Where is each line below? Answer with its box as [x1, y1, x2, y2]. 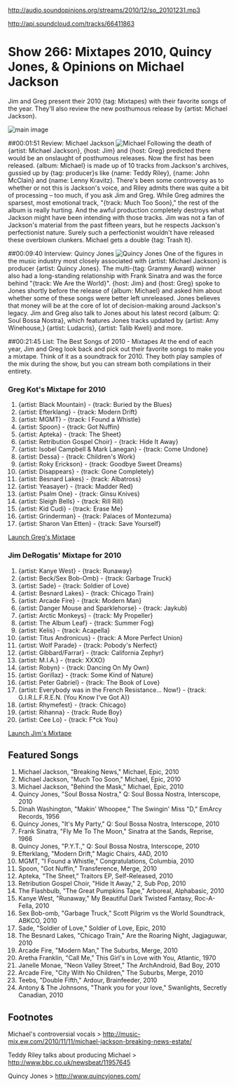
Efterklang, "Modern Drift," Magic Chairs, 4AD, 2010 [18, 850, 169, 858]
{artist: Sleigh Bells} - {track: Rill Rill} [18, 497, 124, 506]
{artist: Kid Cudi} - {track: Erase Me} [18, 504, 123, 513]
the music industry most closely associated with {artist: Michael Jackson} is [8, 256, 227, 265]
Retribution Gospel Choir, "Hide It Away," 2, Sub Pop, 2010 [18, 879, 186, 888]
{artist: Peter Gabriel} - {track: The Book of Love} [18, 678, 160, 686]
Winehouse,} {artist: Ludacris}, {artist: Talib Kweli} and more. [8, 324, 183, 332]
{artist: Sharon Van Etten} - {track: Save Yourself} [18, 520, 162, 528]
